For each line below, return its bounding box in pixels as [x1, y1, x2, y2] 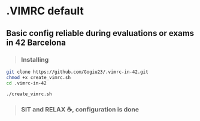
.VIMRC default [6, 4, 84, 18]
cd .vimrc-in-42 [6, 80, 47, 86]
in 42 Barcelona [6, 37, 66, 47]
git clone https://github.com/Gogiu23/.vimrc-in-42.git [6, 69, 149, 75]
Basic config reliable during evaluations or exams [6, 28, 195, 38]
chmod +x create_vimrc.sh [6, 74, 71, 80]
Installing [20, 55, 49, 63]
